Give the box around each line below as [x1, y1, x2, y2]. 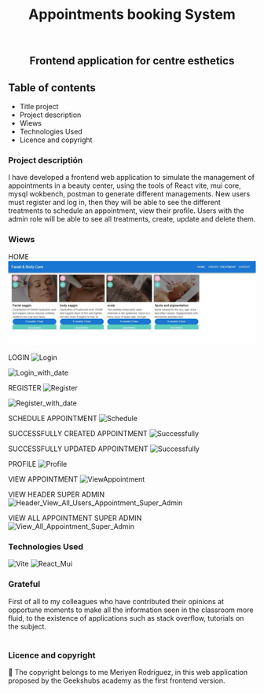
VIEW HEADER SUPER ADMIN [8, 489, 104, 500]
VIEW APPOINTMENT [8, 475, 79, 484]
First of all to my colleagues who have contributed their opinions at [8, 596, 225, 606]
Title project [19, 102, 59, 112]
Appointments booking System [28, 5, 236, 24]
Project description [19, 110, 82, 119]
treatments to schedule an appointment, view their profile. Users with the [8, 206, 245, 215]
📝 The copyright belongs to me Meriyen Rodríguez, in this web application [8, 667, 248, 676]
